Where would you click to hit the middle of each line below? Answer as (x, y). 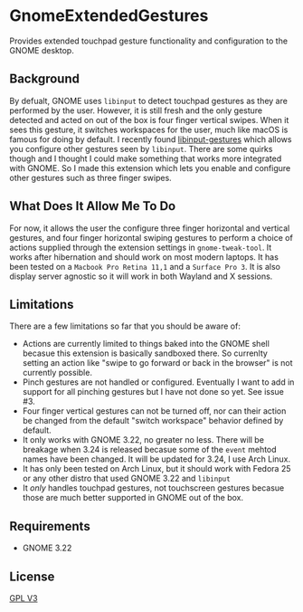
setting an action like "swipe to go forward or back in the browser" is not (157, 363)
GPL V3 (24, 598)
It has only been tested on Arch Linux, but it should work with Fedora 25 (156, 469)
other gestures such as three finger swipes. (90, 177)
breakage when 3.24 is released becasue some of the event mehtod (150, 450)
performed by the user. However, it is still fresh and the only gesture (136, 110)
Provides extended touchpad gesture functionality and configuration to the (148, 41)
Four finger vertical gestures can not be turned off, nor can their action (154, 411)
